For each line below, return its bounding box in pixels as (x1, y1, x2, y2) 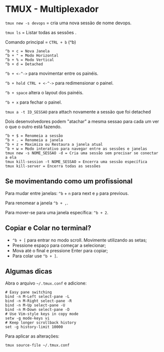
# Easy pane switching (5, 290, 52, 295)
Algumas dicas (5, 267, 53, 276)
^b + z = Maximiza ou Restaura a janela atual (5, 142, 103, 147)
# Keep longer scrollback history (5, 320, 77, 325)
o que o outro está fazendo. (5, 123, 62, 129)
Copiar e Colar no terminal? (5, 224, 92, 233)
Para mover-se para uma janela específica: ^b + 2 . (5, 209, 109, 215)
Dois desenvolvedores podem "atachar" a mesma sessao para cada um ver (5, 118, 160, 124)
